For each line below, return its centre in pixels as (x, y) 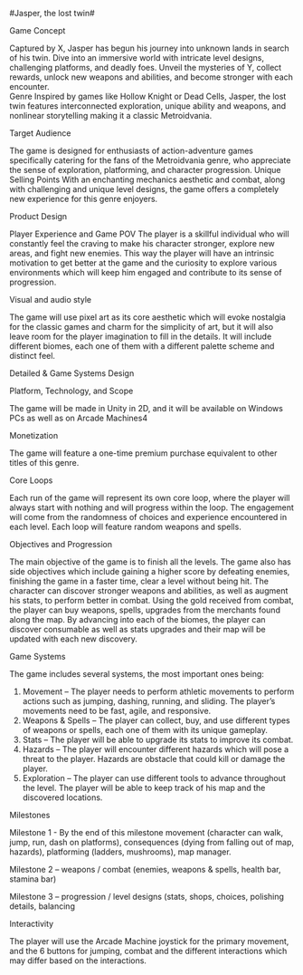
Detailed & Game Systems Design (72, 373)
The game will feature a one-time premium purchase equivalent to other (143, 453)
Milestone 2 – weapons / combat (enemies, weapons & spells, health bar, (145, 869)
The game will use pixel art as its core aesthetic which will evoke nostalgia (148, 317)
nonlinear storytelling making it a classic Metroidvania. (111, 116)
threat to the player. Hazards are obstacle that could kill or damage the (154, 759)
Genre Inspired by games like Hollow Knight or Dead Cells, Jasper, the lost (148, 96)
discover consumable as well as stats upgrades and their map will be (137, 629)
